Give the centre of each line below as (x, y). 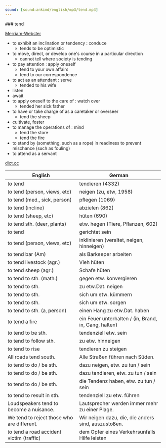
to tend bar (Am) (27, 254)
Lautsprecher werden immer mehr (119, 403)
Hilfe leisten (93, 438)
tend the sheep (35, 116)
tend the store (34, 132)
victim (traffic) (24, 438)
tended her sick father (42, 106)
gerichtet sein (95, 232)
